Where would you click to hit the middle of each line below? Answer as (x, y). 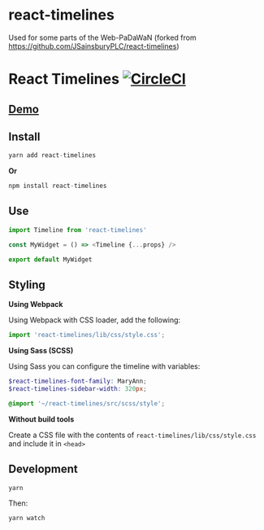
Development (43, 469)
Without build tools (41, 419)
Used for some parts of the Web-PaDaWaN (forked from (102, 37)
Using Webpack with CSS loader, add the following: (95, 320)
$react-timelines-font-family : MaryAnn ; (78, 381)
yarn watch (27, 518)
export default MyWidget (50, 259)
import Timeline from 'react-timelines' (78, 230)
